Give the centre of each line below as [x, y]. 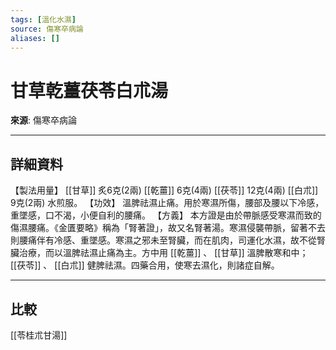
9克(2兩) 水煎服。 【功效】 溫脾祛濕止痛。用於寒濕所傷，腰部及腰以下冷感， [167, 203]
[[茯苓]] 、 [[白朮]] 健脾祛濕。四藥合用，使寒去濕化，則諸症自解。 [145, 265]
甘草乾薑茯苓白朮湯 [89, 90]
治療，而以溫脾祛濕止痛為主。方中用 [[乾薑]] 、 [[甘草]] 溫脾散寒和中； [163, 253]
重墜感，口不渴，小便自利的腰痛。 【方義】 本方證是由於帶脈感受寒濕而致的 [166, 215]
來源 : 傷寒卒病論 [43, 120]
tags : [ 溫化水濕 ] [43, 19]
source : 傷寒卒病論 [47, 29]
